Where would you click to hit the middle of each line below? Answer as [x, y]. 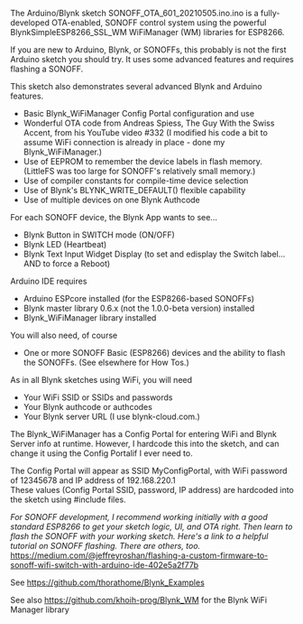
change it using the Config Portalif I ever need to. [101, 453]
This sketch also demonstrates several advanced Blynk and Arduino [136, 86]
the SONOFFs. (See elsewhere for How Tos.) [106, 362]
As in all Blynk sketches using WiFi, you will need [101, 380]
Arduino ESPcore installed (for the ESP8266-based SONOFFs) [139, 298]
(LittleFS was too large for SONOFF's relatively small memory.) [139, 171]
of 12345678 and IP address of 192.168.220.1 [93, 480]
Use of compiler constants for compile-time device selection [136, 181]
